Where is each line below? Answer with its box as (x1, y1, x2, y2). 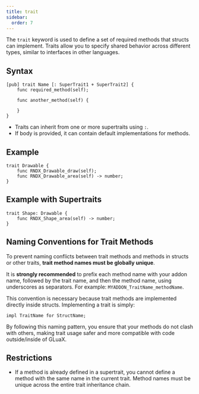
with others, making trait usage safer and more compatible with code (6, 329, 175, 336)
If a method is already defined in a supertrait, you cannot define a (14, 368, 175, 376)
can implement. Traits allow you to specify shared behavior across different (6, 42, 191, 49)
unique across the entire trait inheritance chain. (14, 382, 131, 389)
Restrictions (6, 353, 52, 363)
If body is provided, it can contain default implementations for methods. (14, 130, 190, 137)
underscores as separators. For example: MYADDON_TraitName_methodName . (6, 283, 184, 290)
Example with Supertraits (6, 195, 102, 205)
